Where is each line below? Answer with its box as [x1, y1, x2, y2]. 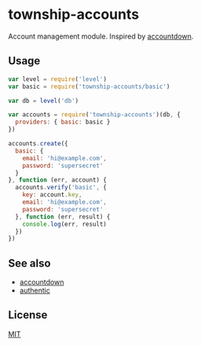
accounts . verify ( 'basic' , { [15, 183, 108, 192]
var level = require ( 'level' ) [8, 75, 108, 83]
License [8, 308, 48, 322]
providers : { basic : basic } [15, 118, 111, 127]
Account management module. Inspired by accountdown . [8, 31, 194, 41]
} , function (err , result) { [15, 212, 111, 221]
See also [8, 256, 51, 270]
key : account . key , [22, 191, 82, 199]
